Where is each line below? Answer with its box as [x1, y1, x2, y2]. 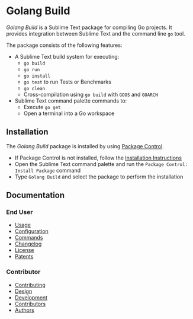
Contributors [14, 300, 46, 307]
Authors [14, 307, 34, 314]
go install [23, 73, 51, 79]
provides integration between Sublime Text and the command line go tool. [6, 30, 185, 37]
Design [14, 288, 33, 295]
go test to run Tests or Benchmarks [23, 78, 111, 85]
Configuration [14, 228, 49, 235]
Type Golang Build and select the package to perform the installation [14, 173, 184, 180]
